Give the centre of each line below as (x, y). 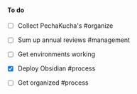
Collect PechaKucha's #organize (65, 26)
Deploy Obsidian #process (56, 68)
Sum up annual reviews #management (73, 40)
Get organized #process (53, 83)
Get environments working (56, 54)
